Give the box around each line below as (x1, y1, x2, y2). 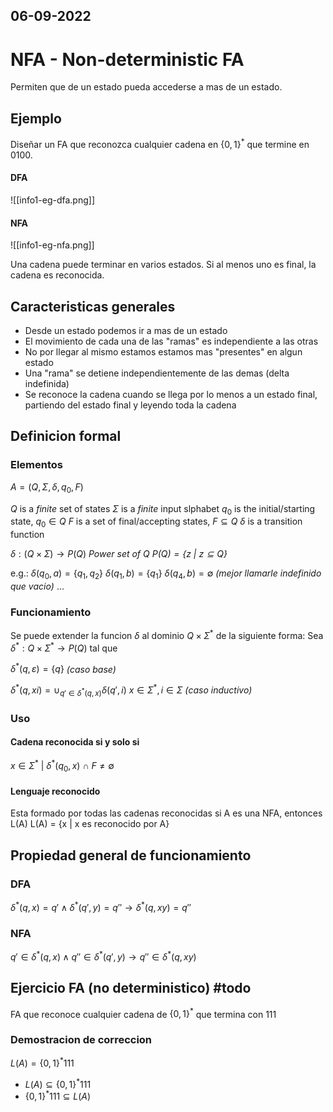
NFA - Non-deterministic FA (10, 48, 245, 71)
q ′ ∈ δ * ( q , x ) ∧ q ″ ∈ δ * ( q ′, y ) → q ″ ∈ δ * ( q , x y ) (10, 949, 197, 963)
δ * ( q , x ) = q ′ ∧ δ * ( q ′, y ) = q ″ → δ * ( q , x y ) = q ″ (10, 900, 192, 913)
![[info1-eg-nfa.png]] (10, 239, 95, 251)
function (10, 529, 45, 541)
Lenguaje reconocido (10, 785, 101, 797)
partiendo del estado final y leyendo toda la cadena (24, 399, 237, 411)
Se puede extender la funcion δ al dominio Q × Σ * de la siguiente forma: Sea (10, 628, 324, 641)
